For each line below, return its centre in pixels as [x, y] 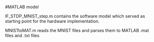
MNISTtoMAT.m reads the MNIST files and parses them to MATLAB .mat [77, 30]
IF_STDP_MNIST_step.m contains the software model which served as [75, 16]
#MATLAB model [22, 7]
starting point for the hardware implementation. [52, 21]
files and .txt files [22, 36]
